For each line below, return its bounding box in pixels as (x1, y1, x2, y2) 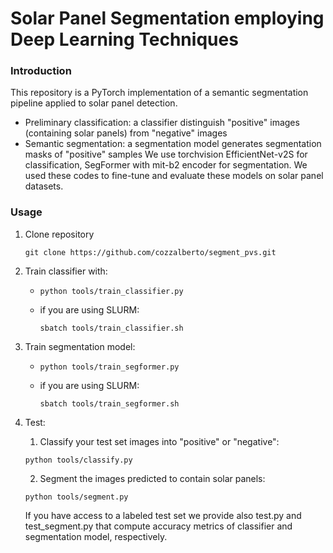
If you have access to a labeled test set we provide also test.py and (24, 509, 302, 521)
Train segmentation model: (24, 340, 136, 352)
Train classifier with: (24, 265, 108, 277)
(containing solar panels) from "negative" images (24, 127, 228, 139)
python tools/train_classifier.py (39, 286, 184, 296)
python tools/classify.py (24, 455, 133, 465)
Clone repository (24, 228, 95, 240)
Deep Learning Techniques (10, 28, 239, 51)
